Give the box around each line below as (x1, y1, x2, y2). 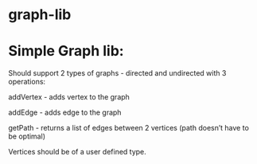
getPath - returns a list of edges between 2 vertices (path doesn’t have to (8, 123, 249, 133)
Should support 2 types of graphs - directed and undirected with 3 (8, 68, 227, 78)
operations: (8, 77, 46, 87)
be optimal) (8, 131, 46, 141)
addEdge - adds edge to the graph (8, 107, 122, 117)
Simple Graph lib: (8, 42, 125, 61)
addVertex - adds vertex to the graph (8, 92, 130, 102)
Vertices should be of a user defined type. (8, 147, 147, 157)
